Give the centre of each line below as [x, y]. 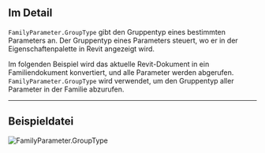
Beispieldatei [41, 121]
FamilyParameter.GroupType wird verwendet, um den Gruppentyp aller [121, 80]
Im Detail [30, 13]
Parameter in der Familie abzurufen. [66, 89]
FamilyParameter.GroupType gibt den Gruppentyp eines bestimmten [117, 32]
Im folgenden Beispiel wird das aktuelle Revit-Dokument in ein [109, 64]
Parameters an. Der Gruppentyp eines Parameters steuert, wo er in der [123, 40]
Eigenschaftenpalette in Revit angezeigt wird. [82, 49]
